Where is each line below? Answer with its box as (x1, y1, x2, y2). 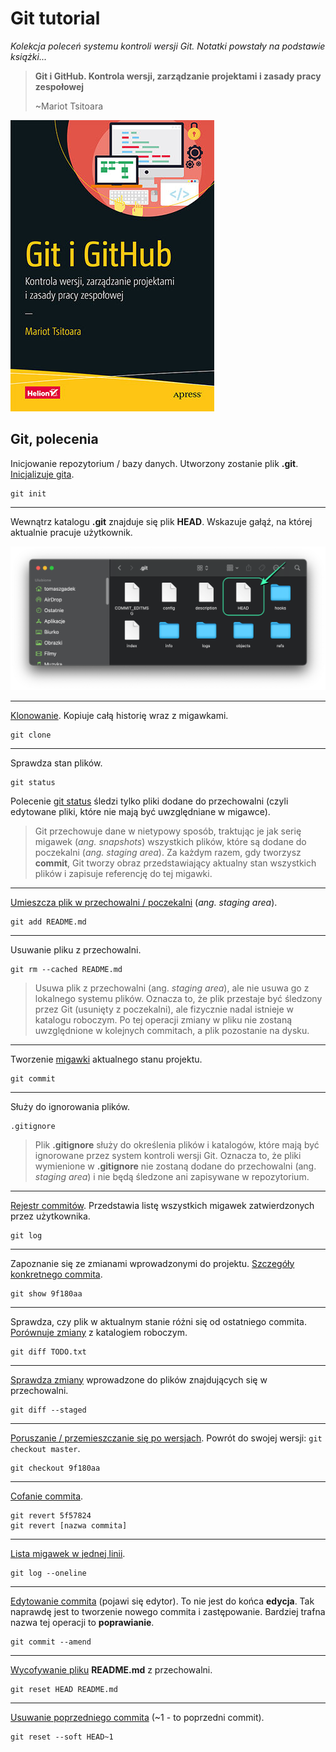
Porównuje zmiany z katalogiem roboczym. (10, 1326, 188, 1338)
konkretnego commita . (10, 1268, 103, 1280)
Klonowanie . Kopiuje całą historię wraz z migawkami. (10, 709, 229, 721)
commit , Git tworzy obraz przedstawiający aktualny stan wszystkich (34, 857, 317, 869)
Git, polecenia (10, 431, 99, 448)
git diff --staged (10, 1405, 87, 1415)
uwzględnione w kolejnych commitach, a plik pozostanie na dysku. (34, 1024, 310, 1036)
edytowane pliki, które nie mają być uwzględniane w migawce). (10, 805, 271, 817)
